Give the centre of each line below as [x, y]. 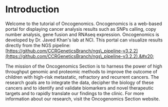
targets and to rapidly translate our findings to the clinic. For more [75, 93]
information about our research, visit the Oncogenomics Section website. [83, 99]
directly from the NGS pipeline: [38, 45]
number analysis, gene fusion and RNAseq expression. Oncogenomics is [82, 34]
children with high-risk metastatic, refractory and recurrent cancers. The [82, 77]
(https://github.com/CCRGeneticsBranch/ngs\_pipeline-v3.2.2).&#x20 [79, 56]
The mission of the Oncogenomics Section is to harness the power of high [84, 66]
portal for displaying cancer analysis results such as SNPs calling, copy [81, 29]
